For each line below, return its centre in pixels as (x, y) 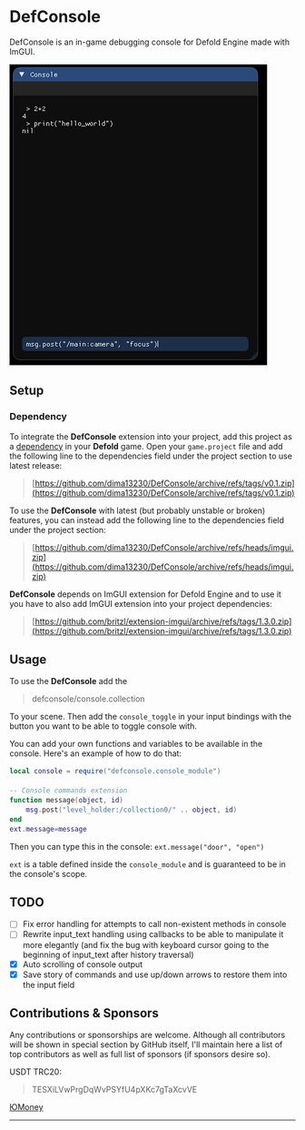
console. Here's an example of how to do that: (96, 753)
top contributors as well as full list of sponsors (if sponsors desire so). (140, 1054)
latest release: (36, 465)
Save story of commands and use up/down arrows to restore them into (155, 974)
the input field (49, 984)
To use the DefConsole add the (69, 681)
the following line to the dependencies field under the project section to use (151, 456)
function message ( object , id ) (67, 801)
